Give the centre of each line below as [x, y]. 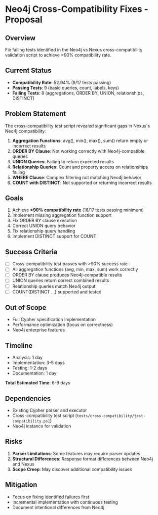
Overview [20, 38]
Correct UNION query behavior [44, 226]
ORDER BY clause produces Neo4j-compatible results [67, 275]
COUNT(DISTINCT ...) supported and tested [57, 292]
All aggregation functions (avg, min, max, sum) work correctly [75, 269]
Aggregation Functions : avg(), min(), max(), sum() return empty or [80, 140]
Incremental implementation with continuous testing [65, 502]
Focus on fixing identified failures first [51, 497]
